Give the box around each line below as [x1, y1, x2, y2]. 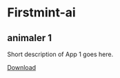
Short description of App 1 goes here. [7, 50, 114, 58]
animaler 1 [7, 32, 52, 44]
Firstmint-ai [7, 5, 76, 21]
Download [7, 64, 37, 71]
